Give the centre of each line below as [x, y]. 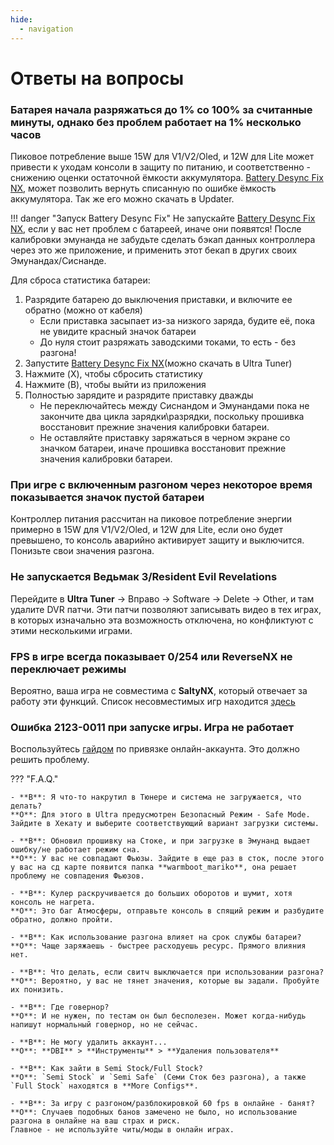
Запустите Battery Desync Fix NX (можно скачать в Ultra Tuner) [158, 363]
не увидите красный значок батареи [118, 331]
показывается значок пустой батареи [107, 497]
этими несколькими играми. [71, 630]
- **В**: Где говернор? [60, 1007]
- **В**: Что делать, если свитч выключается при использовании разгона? [167, 972]
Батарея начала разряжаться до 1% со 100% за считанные [161, 109]
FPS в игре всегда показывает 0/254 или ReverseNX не [151, 656]
